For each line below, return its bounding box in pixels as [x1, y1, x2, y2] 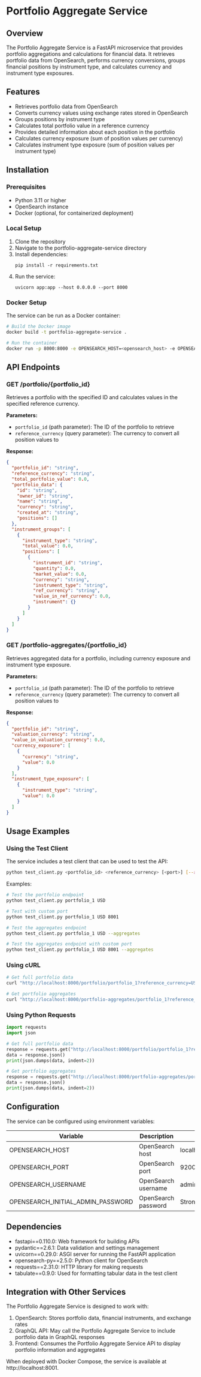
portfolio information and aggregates [14, 1346, 106, 1354]
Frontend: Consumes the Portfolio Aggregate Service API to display [14, 1340, 181, 1347]
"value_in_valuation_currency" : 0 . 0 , [11, 737, 106, 743]
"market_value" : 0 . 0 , [32, 571, 87, 577]
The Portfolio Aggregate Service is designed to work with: [6, 1303, 149, 1310]
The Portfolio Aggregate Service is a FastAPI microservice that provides [6, 44, 184, 51]
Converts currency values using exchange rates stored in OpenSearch [14, 109, 188, 116]
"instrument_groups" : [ [11, 526, 71, 532]
